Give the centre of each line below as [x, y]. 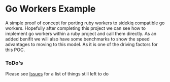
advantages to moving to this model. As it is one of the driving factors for [82, 44]
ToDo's [14, 63]
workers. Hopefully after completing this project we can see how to [76, 28]
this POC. [15, 50]
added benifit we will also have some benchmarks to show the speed [77, 39]
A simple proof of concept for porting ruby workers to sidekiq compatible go [85, 23]
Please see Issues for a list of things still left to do [57, 74]
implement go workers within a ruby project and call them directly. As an [81, 33]
